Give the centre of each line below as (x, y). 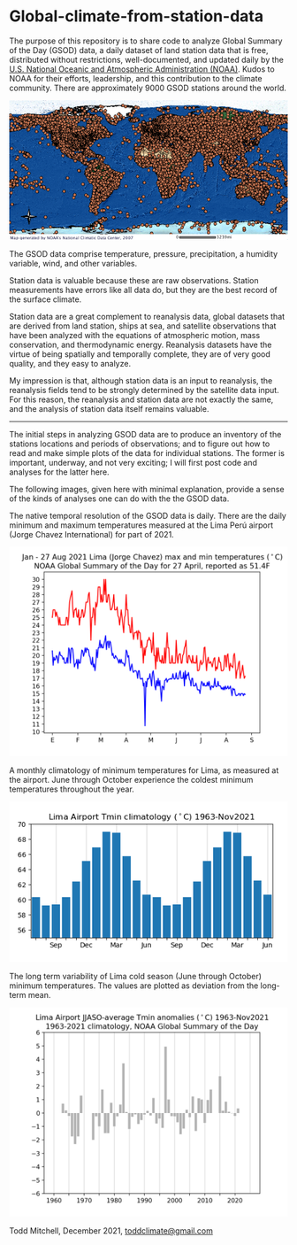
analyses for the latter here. (59, 472)
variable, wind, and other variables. (73, 263)
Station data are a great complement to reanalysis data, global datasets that (147, 316)
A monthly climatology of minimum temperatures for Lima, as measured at (144, 770)
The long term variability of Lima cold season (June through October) (136, 977)
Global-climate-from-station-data (136, 16)
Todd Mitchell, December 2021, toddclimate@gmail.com (111, 1231)
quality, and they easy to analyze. (70, 363)
